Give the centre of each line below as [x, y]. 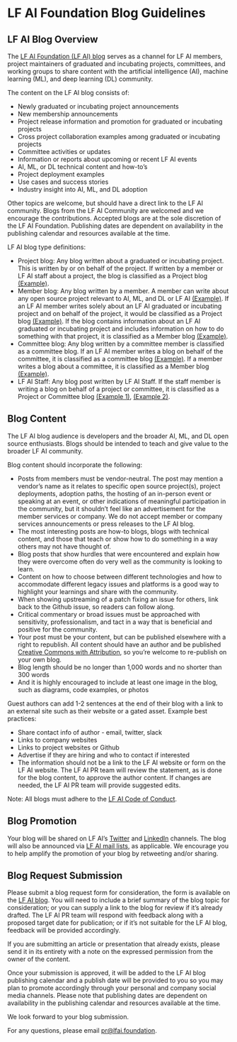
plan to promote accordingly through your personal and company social [112, 988]
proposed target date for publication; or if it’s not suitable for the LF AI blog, [117, 923]
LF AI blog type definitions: [47, 247]
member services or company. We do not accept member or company [120, 516]
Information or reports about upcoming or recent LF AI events [107, 159]
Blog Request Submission [65, 876]
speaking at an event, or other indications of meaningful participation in [122, 501]
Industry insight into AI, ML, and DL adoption [82, 189]
